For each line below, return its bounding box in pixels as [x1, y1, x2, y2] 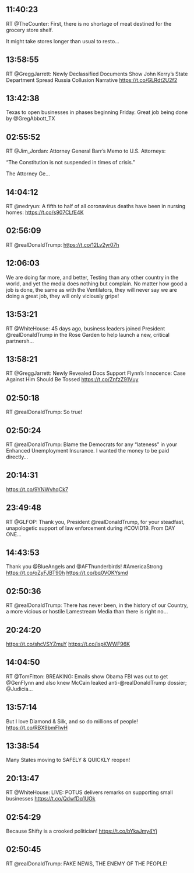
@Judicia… [6, 685, 33, 692]
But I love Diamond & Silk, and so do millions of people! [6, 717, 138, 724]
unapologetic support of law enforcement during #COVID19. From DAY [6, 525, 175, 532]
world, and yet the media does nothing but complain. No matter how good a [6, 280, 188, 287]
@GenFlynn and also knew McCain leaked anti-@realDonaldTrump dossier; [6, 679, 187, 686]
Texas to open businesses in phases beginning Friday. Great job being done [6, 109, 188, 116]
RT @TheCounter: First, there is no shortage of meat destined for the [6, 20, 172, 27]
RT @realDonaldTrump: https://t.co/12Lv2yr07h [6, 241, 119, 248]
